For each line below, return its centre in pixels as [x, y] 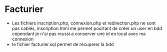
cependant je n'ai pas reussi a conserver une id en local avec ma [79, 33]
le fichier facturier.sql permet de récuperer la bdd [63, 44]
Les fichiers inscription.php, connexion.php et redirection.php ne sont [84, 23]
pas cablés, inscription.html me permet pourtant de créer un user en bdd [87, 28]
